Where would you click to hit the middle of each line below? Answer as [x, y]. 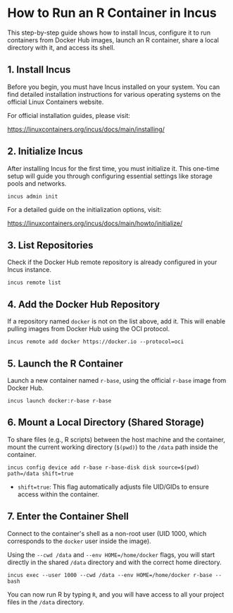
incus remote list [34, 283]
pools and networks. [37, 183]
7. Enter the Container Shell [68, 517]
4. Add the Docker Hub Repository [84, 304]
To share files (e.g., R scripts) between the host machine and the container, [116, 439]
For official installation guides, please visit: [69, 115]
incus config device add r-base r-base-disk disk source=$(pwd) [103, 468]
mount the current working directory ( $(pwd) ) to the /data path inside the [113, 447]
